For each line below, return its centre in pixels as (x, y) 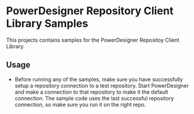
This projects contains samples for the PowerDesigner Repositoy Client (93, 40)
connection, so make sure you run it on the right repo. (80, 104)
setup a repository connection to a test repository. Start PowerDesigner (102, 85)
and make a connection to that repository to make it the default (91, 92)
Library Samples (47, 23)
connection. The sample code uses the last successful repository (94, 98)
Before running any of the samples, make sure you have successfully (99, 79)
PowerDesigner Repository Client (90, 11)
